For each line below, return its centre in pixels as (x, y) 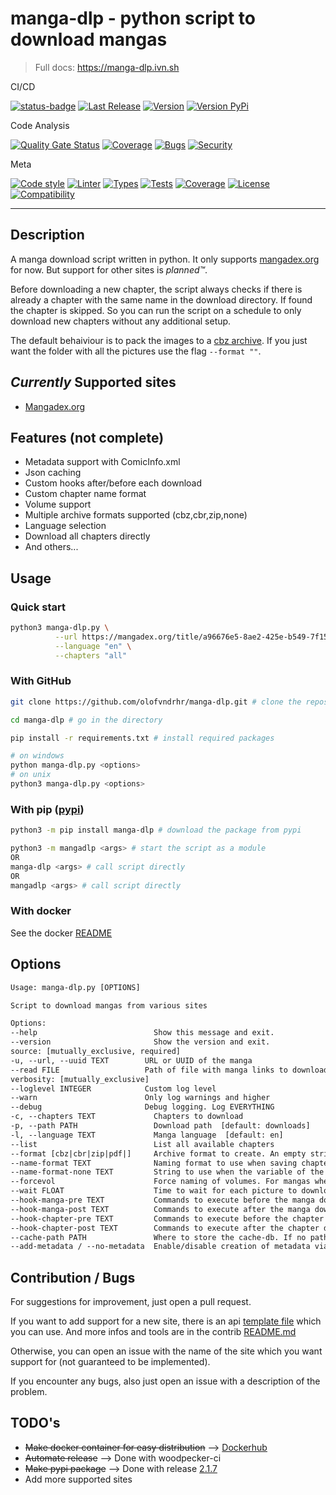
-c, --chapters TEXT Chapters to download (127, 1117)
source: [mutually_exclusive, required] (96, 1052)
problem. (29, 1392)
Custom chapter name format (85, 494)
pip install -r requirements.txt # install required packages (142, 738)
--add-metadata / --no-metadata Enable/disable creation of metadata (160, 1247)
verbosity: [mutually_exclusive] (80, 1079)
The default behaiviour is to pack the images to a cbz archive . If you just (159, 340)
